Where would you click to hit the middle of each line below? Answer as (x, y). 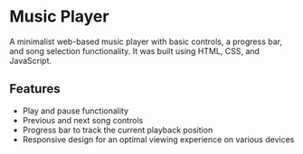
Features (35, 89)
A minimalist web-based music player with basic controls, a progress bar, (146, 41)
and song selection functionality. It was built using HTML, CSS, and (135, 50)
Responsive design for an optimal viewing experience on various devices (158, 139)
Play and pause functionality (76, 111)
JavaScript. (31, 60)
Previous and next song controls (83, 120)
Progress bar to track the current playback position (118, 130)
